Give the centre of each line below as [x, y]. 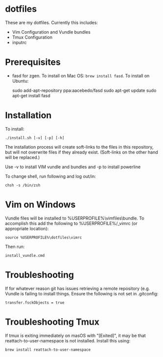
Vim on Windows [40, 204]
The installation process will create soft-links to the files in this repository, [79, 147]
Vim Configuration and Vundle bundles [51, 32]
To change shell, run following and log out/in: [51, 176]
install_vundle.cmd [25, 255]
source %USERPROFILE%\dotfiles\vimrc [44, 237]
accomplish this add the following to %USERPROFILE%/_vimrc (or [71, 223]
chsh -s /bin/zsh [23, 185]
